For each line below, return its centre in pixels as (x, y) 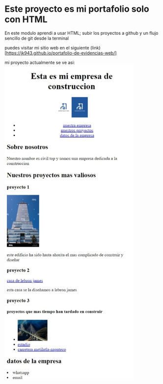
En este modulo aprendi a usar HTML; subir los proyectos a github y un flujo (81, 33)
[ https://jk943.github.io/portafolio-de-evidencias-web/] (61, 53)
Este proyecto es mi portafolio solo (77, 9)
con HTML (26, 19)
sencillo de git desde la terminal (37, 38)
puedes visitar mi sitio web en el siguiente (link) (53, 48)
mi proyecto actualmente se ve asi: (40, 62)
